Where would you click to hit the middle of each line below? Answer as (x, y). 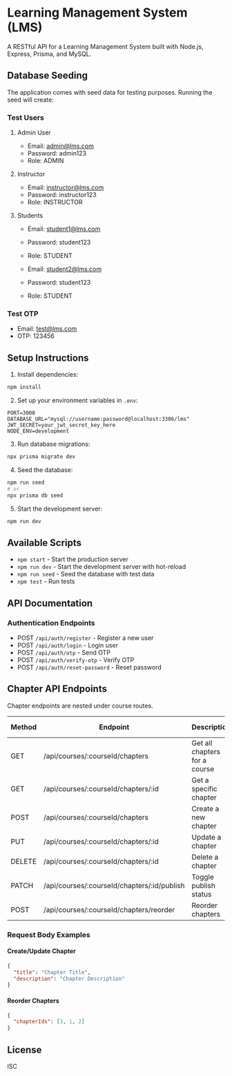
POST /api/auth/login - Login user (68, 645)
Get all (202, 743)
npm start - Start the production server (73, 559)
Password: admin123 (57, 153)
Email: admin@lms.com (61, 146)
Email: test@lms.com (47, 329)
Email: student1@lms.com (64, 229)
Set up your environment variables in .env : (77, 400)
